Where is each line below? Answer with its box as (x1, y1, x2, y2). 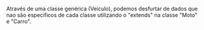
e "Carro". (6, 18, 32, 25)
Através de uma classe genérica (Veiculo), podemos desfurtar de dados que (6, 5, 198, 12)
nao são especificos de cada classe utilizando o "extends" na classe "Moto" (6, 11, 198, 19)
